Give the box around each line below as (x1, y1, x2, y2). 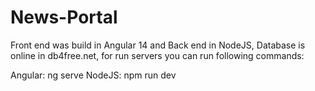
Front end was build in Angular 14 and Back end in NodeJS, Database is (10, 39, 306, 51)
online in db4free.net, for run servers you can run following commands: (10, 49, 305, 61)
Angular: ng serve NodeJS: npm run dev (10, 69, 177, 81)
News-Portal (10, 6, 118, 29)
